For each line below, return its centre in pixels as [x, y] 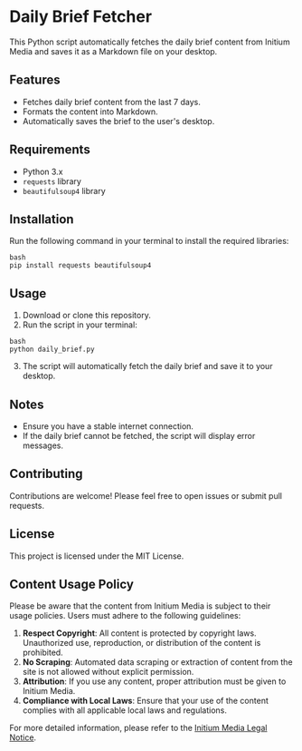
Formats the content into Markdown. [90, 112]
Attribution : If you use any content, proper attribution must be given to [154, 681]
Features [35, 80]
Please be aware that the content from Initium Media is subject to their [140, 606]
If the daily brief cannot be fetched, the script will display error [139, 436]
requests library [52, 181]
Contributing [46, 474]
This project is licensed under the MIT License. [97, 556]
